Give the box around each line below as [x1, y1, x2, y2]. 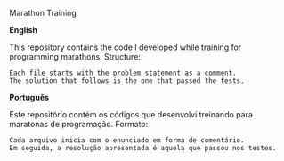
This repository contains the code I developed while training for [9, 42, 242, 52]
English [9, 25, 38, 35]
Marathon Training [9, 8, 77, 18]
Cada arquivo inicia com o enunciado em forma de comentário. [9, 136, 245, 145]
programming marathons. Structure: [9, 52, 141, 61]
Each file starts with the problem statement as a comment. [9, 68, 238, 77]
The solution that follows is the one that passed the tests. [9, 76, 245, 85]
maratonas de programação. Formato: [9, 119, 149, 129]
